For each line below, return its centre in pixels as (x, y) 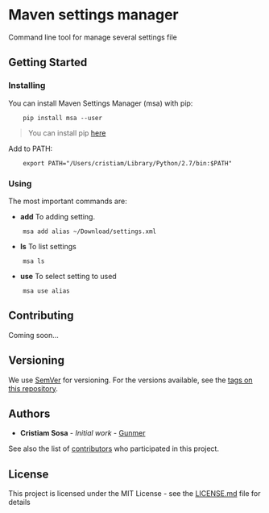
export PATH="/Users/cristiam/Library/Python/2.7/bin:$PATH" (127, 163)
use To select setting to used (68, 276)
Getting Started (48, 63)
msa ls (34, 261)
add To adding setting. (57, 216)
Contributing (41, 316)
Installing (27, 85)
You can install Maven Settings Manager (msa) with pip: (101, 103)
